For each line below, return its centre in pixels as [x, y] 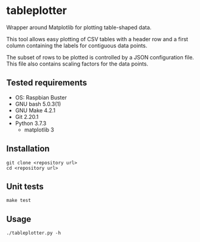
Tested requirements [47, 83]
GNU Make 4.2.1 [35, 110]
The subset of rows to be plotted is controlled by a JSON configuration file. [100, 57]
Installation [28, 149]
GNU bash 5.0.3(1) [38, 104]
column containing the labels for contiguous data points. [77, 45]
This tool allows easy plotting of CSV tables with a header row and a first [97, 39]
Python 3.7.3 [31, 123]
